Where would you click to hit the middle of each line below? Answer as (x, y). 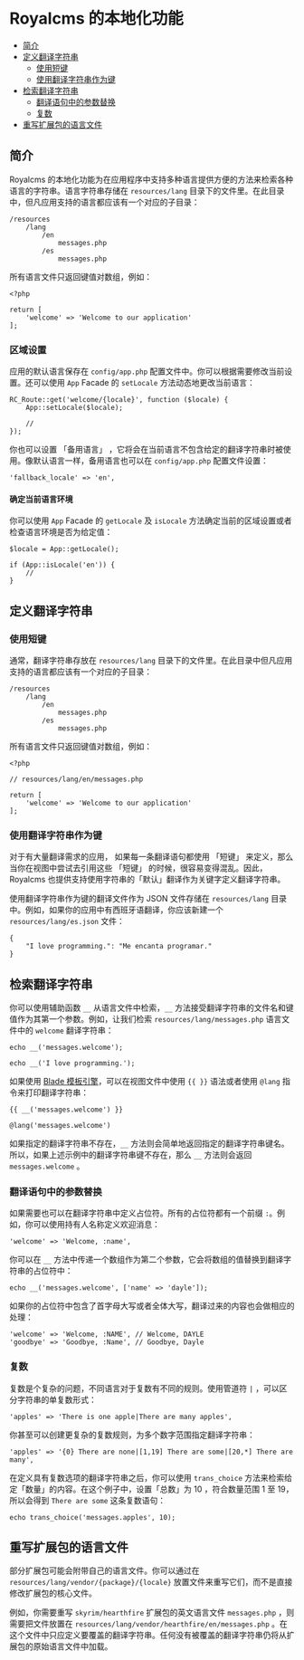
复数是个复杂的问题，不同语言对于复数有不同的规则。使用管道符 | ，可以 (145, 1388)
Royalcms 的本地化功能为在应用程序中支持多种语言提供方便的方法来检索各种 (152, 179)
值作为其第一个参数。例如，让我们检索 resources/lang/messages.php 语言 (146, 1019)
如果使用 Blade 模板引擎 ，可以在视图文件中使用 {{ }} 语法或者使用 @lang (145, 1082)
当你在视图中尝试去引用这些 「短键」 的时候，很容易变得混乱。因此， (138, 868)
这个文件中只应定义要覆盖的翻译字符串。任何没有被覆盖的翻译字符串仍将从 (148, 1636)
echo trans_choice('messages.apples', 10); (93, 1517)
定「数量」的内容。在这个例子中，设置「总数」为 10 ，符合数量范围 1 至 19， (152, 1489)
